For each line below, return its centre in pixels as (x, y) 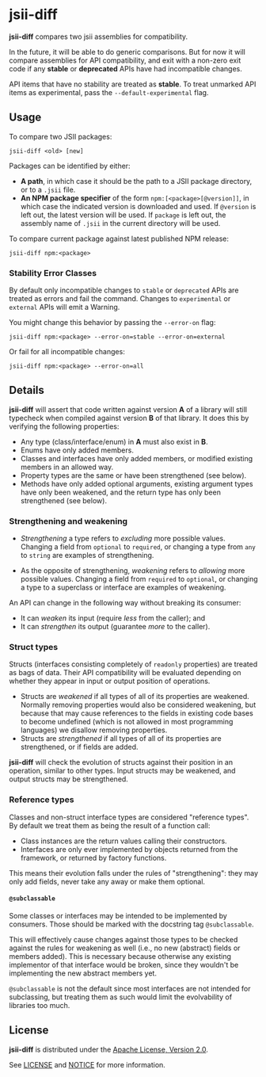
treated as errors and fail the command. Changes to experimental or (120, 299)
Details (27, 390)
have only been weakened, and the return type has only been (120, 492)
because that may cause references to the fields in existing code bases (137, 713)
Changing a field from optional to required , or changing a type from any (138, 547)
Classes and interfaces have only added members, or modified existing (137, 458)
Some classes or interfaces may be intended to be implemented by (118, 915)
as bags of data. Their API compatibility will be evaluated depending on (125, 673)
